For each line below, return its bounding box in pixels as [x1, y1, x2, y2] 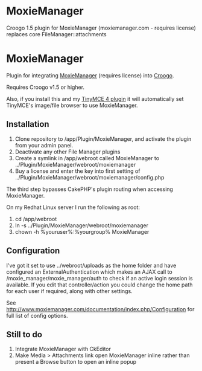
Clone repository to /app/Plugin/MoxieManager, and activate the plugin [14, 135, 192, 143]
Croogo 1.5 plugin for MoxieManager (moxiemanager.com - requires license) [6, 24, 196, 31]
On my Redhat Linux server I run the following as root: [6, 204, 140, 211]
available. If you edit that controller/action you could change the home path [6, 281, 193, 288]
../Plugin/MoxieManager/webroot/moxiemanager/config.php [14, 173, 165, 181]
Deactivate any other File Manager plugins [14, 148, 121, 155]
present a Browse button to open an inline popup [14, 358, 137, 366]
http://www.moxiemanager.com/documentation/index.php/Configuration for [6, 305, 195, 312]
